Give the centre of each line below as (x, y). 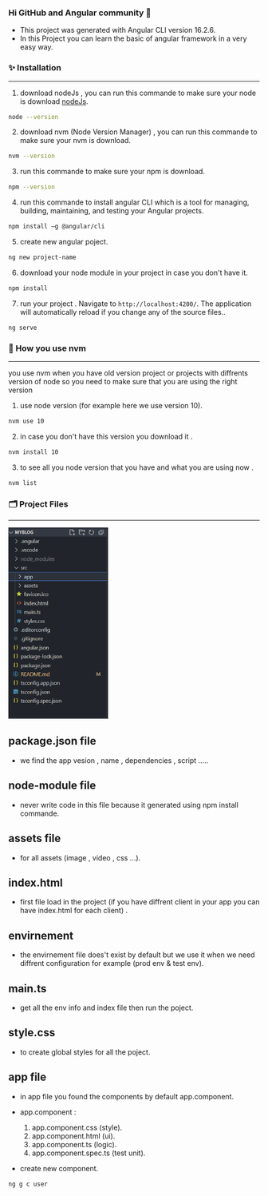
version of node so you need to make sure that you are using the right (123, 382)
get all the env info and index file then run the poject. (106, 1007)
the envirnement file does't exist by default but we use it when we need (137, 955)
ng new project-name (43, 258)
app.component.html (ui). (73, 1136)
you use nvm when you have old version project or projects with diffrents (128, 373)
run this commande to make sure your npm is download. (112, 172)
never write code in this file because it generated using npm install (129, 805)
